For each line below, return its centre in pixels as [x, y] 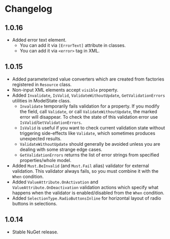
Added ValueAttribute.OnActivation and [55, 182]
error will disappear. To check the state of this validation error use [89, 117]
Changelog [29, 9]
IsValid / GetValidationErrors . [51, 122]
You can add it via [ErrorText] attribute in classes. [73, 45]
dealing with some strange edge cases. [61, 149]
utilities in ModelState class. [41, 100]
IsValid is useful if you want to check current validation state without [92, 127]
